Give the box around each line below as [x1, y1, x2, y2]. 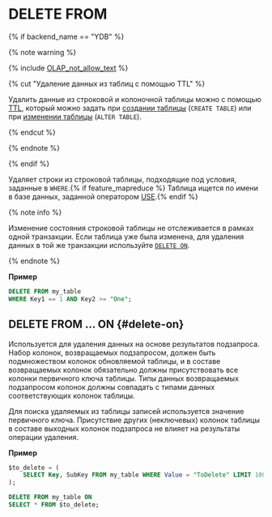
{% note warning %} [8, 47, 77, 57]
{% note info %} [8, 207, 62, 217]
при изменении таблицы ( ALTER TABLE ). [8, 111, 142, 122]
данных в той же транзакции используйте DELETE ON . [8, 240, 190, 250]
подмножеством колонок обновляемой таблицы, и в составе [8, 356, 221, 365]
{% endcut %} [8, 127, 57, 137]
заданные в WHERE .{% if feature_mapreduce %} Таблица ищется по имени [8, 183, 259, 193]
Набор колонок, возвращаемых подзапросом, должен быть [8, 348, 216, 357]
